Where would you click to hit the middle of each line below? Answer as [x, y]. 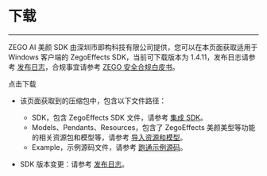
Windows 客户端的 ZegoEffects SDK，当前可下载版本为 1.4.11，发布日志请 [128, 57]
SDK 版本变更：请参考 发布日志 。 [74, 164]
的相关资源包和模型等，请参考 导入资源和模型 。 [109, 137]
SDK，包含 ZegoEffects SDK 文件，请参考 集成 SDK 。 [120, 117]
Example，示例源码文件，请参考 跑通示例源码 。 [109, 147]
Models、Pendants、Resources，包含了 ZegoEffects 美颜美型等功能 [143, 127]
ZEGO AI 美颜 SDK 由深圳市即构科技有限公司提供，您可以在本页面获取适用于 [133, 47]
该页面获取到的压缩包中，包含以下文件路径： [93, 101]
